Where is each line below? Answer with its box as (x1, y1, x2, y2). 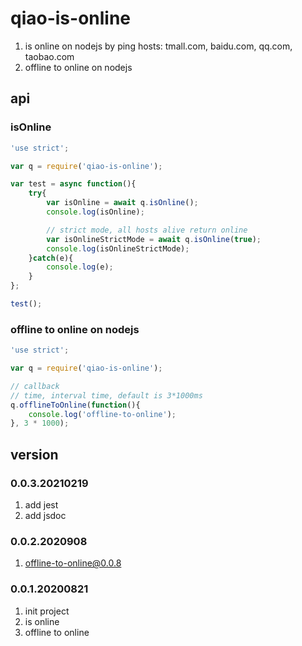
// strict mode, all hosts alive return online (46, 225, 248, 235)
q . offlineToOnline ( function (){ (10, 400, 141, 410)
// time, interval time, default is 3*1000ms (10, 390, 203, 401)
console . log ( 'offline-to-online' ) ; (28, 409, 177, 419)
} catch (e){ (28, 253, 74, 263)
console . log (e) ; (46, 262, 114, 272)
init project (24, 605, 70, 617)
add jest (24, 498, 59, 511)
